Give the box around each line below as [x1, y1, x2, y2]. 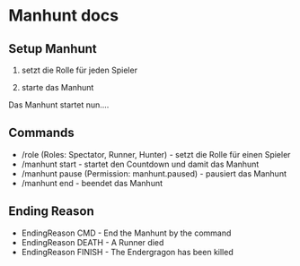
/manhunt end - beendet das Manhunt [21, 177, 163, 188]
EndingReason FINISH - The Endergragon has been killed [21, 246, 234, 257]
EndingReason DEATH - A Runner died [21, 236, 164, 247]
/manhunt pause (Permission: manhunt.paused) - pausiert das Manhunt [21, 167, 287, 179]
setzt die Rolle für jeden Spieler [21, 64, 138, 75]
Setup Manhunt [8, 41, 97, 56]
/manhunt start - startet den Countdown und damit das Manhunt [21, 159, 260, 169]
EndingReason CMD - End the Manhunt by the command [21, 227, 232, 238]
